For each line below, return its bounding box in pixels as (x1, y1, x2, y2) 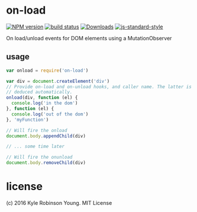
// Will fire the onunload (6, 155, 73, 160)
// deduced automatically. (6, 89, 73, 95)
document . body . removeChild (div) (6, 160, 86, 166)
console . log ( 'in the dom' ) (11, 100, 78, 107)
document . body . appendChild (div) (6, 133, 86, 139)
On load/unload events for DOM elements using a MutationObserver (6, 34, 172, 41)
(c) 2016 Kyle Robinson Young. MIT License (6, 199, 112, 206)
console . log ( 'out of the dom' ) (11, 111, 89, 117)
